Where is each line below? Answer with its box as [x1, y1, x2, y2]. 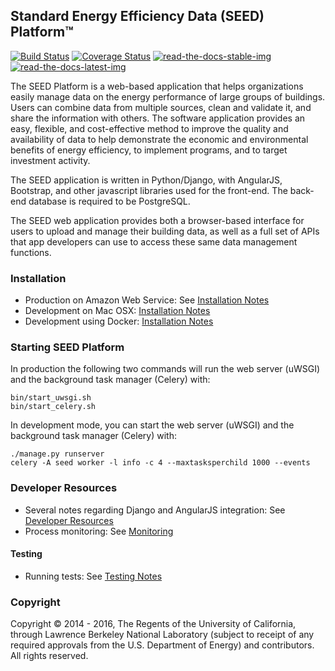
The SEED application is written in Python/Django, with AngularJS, [10, 174, 283, 186]
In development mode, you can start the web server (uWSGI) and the [10, 419, 295, 431]
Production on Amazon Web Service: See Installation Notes [24, 294, 270, 306]
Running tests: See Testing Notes [24, 570, 163, 582]
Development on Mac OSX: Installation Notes [24, 305, 211, 317]
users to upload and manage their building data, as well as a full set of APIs [10, 225, 320, 237]
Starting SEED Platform [10, 340, 125, 354]
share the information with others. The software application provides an [10, 112, 306, 124]
